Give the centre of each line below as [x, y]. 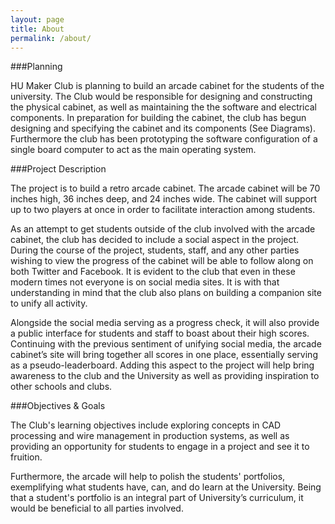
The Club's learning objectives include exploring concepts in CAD [146, 425]
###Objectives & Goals [58, 406]
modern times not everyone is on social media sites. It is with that [145, 282]
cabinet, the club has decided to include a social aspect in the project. [155, 240]
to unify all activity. [49, 303]
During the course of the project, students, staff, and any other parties [155, 250]
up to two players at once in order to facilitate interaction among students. [163, 210]
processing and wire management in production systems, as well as [150, 436]
